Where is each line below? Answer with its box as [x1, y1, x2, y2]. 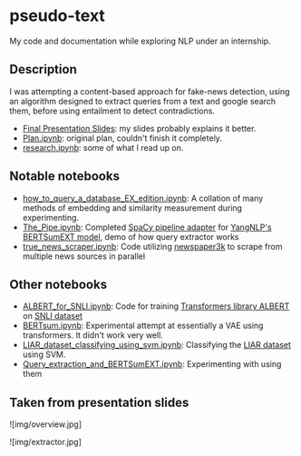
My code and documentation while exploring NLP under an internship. [9, 35, 271, 46]
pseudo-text [9, 5, 106, 26]
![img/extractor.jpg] [9, 437, 82, 448]
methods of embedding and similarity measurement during [22, 202, 243, 213]
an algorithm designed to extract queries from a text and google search [9, 95, 277, 106]
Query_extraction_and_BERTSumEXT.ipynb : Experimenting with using [22, 359, 282, 370]
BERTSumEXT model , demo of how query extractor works [22, 231, 239, 242]
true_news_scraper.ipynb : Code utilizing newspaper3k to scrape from [22, 241, 283, 252]
